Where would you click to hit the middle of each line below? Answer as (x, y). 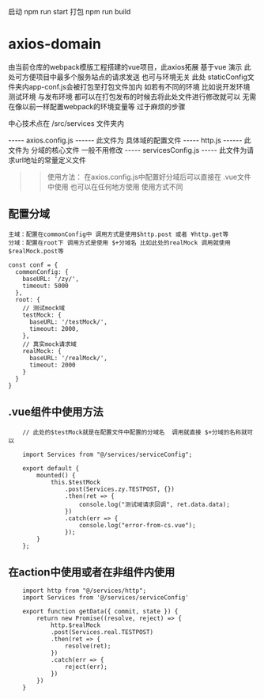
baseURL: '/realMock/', (68, 358)
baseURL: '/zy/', (51, 279)
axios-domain (55, 44)
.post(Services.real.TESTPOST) (102, 633)
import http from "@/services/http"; (85, 591)
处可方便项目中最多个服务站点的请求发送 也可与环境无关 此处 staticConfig (128, 77)
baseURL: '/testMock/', (68, 322)
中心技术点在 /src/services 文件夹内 (66, 123)
